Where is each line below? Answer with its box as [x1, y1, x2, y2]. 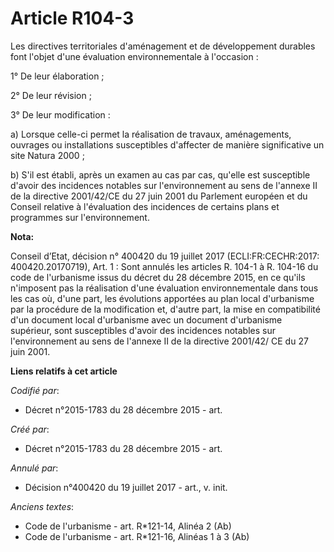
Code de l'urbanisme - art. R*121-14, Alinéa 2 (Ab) [24, 520, 232, 532]
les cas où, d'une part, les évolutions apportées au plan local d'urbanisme [10, 292, 315, 304]
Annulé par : [10, 462, 59, 474]
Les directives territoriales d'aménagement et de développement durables [10, 40, 316, 52]
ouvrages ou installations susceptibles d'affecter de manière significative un [10, 138, 325, 151]
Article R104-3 [10, 7, 135, 30]
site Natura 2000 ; [10, 149, 85, 161]
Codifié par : [10, 384, 60, 396]
